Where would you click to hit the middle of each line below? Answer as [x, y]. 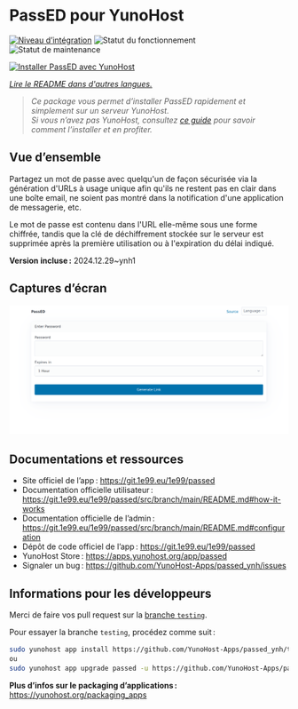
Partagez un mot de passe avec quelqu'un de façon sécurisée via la [133, 179]
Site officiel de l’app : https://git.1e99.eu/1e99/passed [118, 481]
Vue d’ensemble [55, 158]
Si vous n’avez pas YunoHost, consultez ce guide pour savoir [143, 120]
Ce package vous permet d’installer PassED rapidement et [138, 101]
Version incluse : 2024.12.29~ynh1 [72, 260]
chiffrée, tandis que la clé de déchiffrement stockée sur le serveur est [137, 234]
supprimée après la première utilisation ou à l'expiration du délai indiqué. [142, 243]
